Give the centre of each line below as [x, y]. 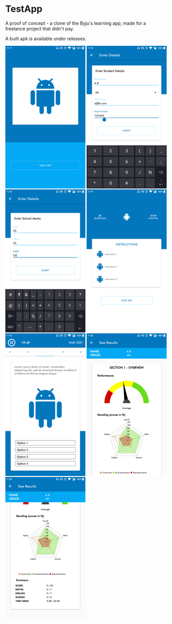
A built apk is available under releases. [46, 39]
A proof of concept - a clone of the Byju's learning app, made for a [76, 23]
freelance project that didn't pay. [40, 28]
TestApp [24, 9]
